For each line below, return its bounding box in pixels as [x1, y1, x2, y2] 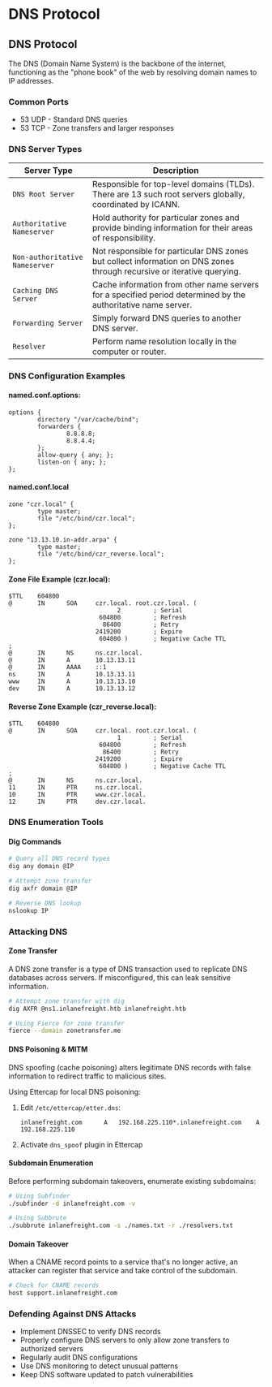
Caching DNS [12, 286, 59, 295]
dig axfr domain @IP [8, 884, 79, 893]
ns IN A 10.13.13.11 [8, 671, 136, 679]
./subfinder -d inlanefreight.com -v [8, 1199, 136, 1208]
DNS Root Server [12, 189, 75, 199]
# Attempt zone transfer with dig [8, 996, 125, 1005]
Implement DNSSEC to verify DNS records [19, 1327, 161, 1337]
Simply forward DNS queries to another [91, 312, 241, 323]
